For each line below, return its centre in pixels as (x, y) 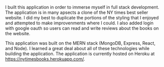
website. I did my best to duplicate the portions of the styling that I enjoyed (82, 18)
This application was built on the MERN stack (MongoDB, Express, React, (80, 43)
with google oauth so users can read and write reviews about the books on (82, 28)
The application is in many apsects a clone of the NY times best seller (77, 12)
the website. (18, 33)
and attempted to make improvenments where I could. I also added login (79, 23)
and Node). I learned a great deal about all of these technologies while (77, 48)
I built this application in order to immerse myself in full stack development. (82, 7)
